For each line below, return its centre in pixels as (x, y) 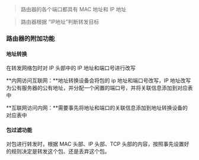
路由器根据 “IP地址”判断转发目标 (60, 22)
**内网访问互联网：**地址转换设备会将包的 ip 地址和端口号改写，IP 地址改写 (99, 81)
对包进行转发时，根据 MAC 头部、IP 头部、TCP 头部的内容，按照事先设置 (95, 144)
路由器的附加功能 (31, 38)
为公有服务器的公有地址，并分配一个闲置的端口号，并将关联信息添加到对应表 (99, 88)
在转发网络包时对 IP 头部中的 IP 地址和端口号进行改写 (71, 68)
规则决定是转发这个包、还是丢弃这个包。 (60, 151)
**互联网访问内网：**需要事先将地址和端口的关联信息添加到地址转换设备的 (97, 108)
